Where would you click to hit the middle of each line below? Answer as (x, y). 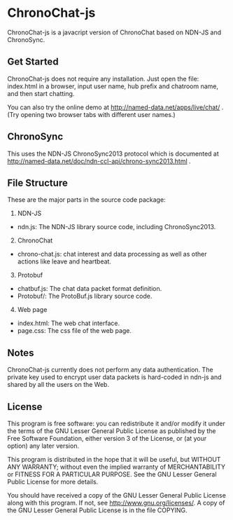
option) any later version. (43, 446)
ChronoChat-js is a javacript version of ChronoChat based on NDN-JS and (114, 32)
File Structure (37, 183)
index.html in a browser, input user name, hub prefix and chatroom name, (113, 86)
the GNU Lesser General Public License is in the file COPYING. (97, 510)
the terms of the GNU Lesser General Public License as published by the (112, 431)
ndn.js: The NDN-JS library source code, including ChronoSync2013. (116, 227)
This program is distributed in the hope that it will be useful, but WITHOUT (114, 459)
